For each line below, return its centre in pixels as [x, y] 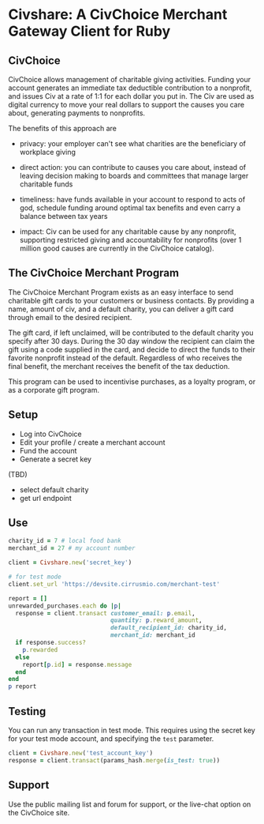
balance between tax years [63, 216]
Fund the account [48, 450]
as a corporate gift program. [54, 389]
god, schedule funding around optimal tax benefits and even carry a [130, 208]
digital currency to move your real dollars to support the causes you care [126, 105]
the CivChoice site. [39, 812]
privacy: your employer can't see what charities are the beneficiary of [133, 143]
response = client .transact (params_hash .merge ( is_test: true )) [114, 760]
